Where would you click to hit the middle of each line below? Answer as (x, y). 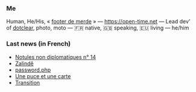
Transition (27, 82)
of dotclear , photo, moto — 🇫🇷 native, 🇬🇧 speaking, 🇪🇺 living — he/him (98, 28)
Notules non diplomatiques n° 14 (55, 57)
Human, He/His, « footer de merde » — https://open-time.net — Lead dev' (98, 22)
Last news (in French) (39, 44)
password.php (33, 70)
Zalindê (24, 63)
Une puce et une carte (43, 76)
